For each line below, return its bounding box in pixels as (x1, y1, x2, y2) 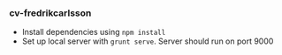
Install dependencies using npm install (21, 27, 166, 38)
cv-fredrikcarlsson (9, 7, 92, 19)
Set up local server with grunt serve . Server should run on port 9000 (21, 36, 274, 46)
